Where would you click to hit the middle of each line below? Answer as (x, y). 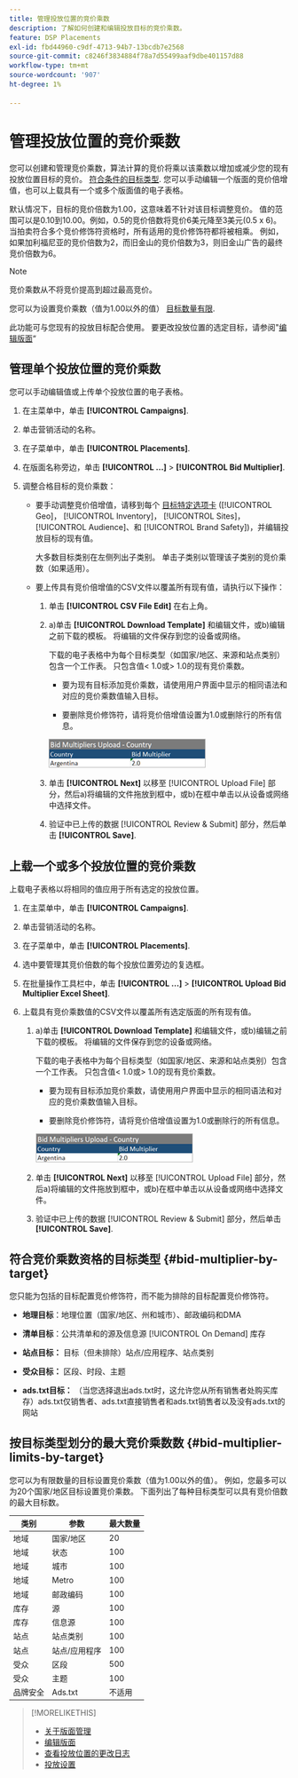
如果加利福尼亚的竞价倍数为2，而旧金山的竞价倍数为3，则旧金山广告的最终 (146, 242)
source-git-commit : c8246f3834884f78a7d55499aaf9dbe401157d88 (126, 56)
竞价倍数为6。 (35, 253)
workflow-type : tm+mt (49, 66)
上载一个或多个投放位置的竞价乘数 (102, 866)
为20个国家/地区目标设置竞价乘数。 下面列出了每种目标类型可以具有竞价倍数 (149, 1491)
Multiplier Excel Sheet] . (66, 994)
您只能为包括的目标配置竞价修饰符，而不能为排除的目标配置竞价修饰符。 (141, 1296)
